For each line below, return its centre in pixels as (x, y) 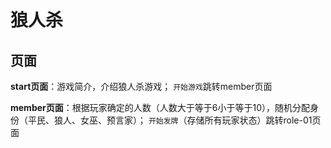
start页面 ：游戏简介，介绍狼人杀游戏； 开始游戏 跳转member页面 (141, 86)
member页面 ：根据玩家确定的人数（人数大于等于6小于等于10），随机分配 (160, 107)
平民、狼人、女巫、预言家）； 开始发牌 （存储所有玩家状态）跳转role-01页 (174, 120)
